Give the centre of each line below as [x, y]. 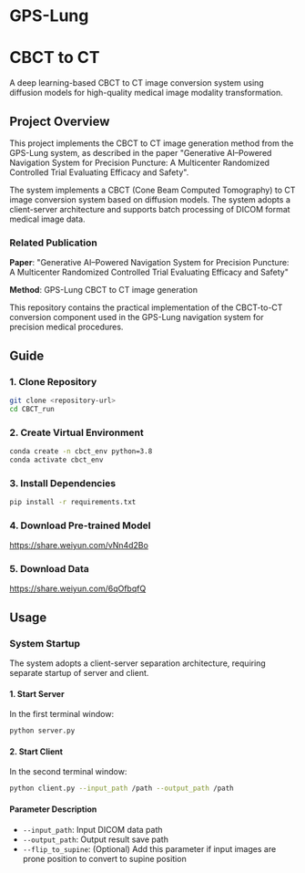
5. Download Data [49, 569]
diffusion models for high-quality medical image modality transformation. [147, 93]
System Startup [45, 643]
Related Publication [53, 243]
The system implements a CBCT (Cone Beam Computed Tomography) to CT [152, 190]
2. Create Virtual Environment [76, 432]
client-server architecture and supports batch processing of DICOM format [150, 209]
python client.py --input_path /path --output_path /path [122, 789]
